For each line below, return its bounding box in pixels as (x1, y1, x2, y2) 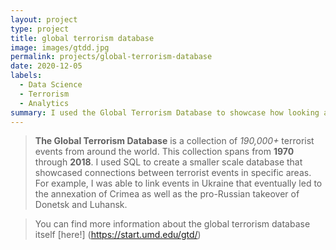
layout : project (10, 14, 78, 25)
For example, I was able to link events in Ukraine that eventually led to (34, 177, 323, 190)
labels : (10, 71, 43, 81)
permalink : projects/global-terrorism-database (10, 52, 213, 62)
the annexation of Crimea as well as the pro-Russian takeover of (34, 188, 300, 200)
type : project (10, 24, 70, 34)
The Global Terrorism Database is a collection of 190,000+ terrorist (34, 135, 315, 147)
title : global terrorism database (10, 33, 155, 43)
